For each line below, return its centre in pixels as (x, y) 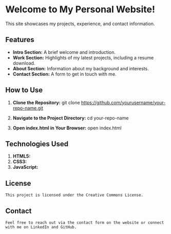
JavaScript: (25, 167)
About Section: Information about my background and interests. (81, 68)
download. (24, 63)
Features (20, 40)
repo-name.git (28, 108)
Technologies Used (37, 144)
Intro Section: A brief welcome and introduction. (64, 52)
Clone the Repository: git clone (46, 102)
